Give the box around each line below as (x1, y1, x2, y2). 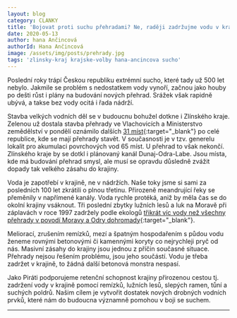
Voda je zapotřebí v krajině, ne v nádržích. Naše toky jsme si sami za (7, 178, 207, 187)
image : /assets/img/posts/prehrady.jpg (7, 50, 125, 57)
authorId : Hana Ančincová (7, 43, 83, 50)
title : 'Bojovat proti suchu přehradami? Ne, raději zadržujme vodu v (7, 23, 219, 30)
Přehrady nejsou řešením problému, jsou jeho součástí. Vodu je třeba (7, 252, 208, 260)
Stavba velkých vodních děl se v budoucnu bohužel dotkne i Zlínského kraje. (7, 112, 231, 120)
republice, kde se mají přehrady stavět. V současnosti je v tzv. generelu (7, 134, 215, 143)
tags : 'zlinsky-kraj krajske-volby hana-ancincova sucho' (7, 57, 181, 64)
